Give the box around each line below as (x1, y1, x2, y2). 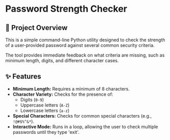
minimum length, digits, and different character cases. (5, 58, 119, 64)
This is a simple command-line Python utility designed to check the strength (5, 37, 165, 43)
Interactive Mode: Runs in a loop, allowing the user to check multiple (12, 123, 158, 130)
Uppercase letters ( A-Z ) (20, 102, 70, 108)
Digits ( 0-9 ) (20, 96, 44, 102)
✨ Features (5, 72, 41, 81)
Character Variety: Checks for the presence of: (12, 91, 113, 97)
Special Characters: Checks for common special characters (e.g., (12, 113, 152, 119)
